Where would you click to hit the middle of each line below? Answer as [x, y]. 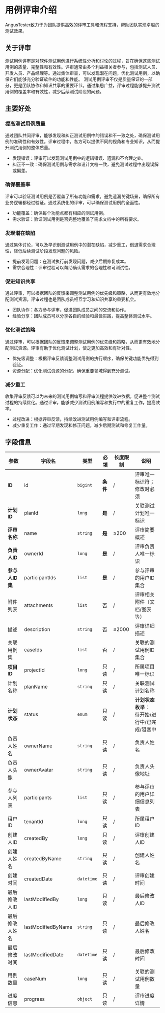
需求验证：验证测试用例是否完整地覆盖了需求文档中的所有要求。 [77, 219]
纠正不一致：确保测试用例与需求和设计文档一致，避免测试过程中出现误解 [85, 164]
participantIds [40, 577]
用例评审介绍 [31, 10]
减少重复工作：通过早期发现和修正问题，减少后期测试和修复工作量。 [81, 425]
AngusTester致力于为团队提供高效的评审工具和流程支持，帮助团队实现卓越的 [82, 25]
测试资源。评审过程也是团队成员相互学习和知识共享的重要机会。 [74, 299]
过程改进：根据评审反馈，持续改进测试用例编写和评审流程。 [72, 419]
